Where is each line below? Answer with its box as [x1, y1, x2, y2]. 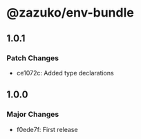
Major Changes [6, 109, 59, 119]
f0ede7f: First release [16, 125, 78, 133]
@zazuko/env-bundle [6, 5, 134, 21]
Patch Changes [6, 53, 59, 63]
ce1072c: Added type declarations [16, 68, 115, 77]
